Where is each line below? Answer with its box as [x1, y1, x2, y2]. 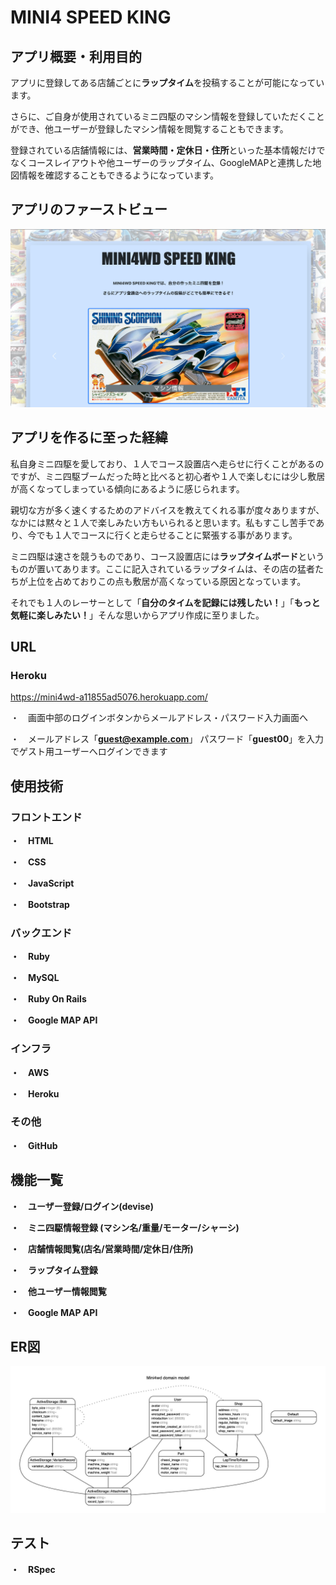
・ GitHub [10, 1139, 58, 1151]
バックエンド [10, 926, 73, 940]
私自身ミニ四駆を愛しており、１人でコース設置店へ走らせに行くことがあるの [10, 457, 325, 470]
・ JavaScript [10, 877, 75, 889]
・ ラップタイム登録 [10, 1264, 98, 1276]
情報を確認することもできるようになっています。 [18, 169, 220, 181]
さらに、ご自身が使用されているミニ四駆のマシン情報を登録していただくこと [10, 111, 325, 122]
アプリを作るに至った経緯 [10, 429, 168, 446]
